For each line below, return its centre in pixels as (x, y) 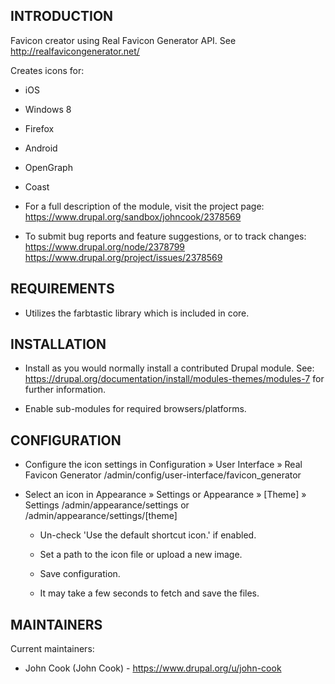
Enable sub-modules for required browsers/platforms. (135, 409)
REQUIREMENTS (62, 289)
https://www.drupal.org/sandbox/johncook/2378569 (133, 216)
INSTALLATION (58, 344)
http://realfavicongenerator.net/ (75, 51)
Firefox (39, 128)
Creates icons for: (47, 70)
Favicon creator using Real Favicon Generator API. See (123, 40)
